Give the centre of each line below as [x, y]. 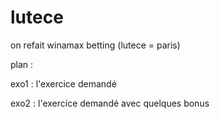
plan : [22, 64]
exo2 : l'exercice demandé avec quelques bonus [110, 103]
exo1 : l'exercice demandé [63, 83]
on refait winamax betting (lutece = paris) [95, 45]
